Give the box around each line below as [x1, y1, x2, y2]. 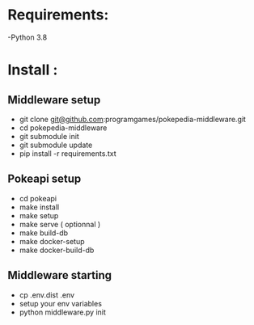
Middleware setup [7, 93, 101, 107]
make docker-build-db [19, 245, 95, 255]
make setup [19, 210, 59, 220]
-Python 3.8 [7, 32, 48, 42]
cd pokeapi [19, 193, 57, 203]
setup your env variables [19, 298, 103, 308]
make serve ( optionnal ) [19, 219, 101, 229]
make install [19, 202, 60, 212]
